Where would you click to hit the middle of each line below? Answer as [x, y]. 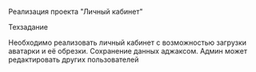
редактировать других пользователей [74, 60]
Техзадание [28, 27]
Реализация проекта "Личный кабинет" [76, 12]
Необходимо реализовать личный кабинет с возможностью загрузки [127, 42]
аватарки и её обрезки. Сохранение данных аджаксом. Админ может [128, 51]
